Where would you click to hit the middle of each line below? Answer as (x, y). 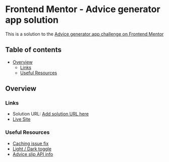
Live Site (21, 119)
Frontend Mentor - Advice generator (83, 9)
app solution (32, 20)
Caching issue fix (31, 143)
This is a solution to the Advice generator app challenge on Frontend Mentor (84, 34)
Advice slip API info (33, 154)
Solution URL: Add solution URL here (51, 114)
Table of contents (33, 50)
